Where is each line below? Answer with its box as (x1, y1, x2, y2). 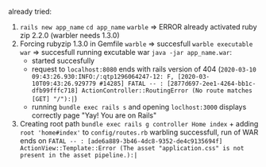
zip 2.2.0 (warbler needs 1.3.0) (19, 31, 121, 40)
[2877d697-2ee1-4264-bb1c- (166, 80, 256, 87)
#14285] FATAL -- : (98, 80, 164, 87)
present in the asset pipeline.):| (19, 151, 138, 159)
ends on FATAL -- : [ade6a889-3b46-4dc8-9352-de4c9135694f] (19, 136, 223, 146)
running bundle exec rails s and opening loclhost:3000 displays (31, 103, 247, 111)
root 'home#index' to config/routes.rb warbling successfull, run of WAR (19, 127, 259, 137)
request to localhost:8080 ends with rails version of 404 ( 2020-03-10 (31, 64, 256, 74)
